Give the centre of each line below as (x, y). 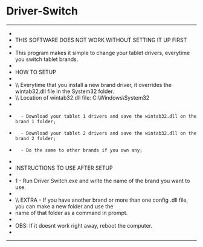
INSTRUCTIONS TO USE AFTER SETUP (64, 168)
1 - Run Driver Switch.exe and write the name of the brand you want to (102, 181)
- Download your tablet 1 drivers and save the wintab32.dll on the (109, 116)
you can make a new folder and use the (64, 206)
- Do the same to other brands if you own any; (82, 150)
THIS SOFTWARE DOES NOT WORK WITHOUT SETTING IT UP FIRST (101, 40)
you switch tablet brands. (47, 59)
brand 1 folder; (35, 121)
